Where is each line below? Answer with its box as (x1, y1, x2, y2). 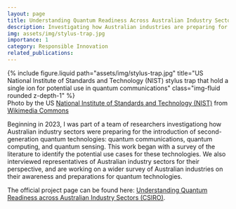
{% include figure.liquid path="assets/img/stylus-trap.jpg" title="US (7, 68, 204, 77)
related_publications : (7, 50, 74, 57)
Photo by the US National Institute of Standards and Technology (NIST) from (7, 99, 228, 107)
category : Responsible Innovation (7, 43, 109, 50)
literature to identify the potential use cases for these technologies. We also (7, 149, 226, 158)
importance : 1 (7, 37, 49, 44)
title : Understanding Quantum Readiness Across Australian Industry (7, 17, 212, 24)
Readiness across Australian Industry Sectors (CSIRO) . (7, 193, 166, 201)
